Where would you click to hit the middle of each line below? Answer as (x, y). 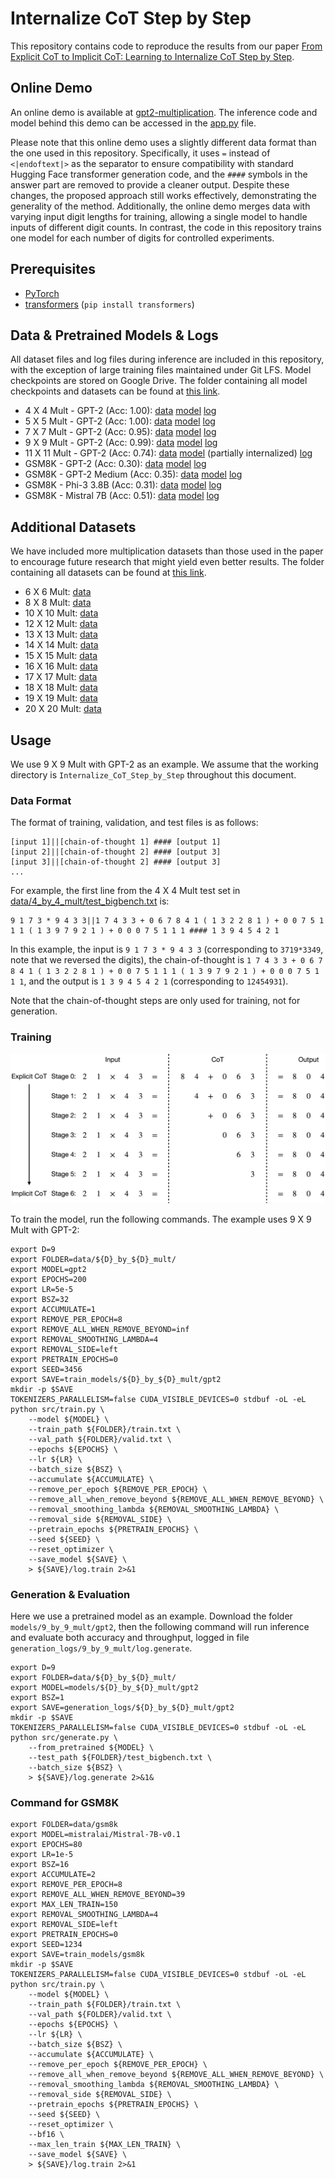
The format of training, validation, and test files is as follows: (134, 823)
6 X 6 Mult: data (58, 592)
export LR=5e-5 (42, 1289)
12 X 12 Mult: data (61, 624)
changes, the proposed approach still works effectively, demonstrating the (164, 195)
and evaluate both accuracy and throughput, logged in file (130, 1638)
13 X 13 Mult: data (61, 634)
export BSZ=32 (40, 1299)
